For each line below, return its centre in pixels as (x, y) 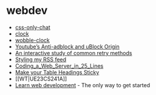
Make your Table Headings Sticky (57, 72)
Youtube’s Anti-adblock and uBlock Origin (67, 47)
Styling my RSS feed (41, 59)
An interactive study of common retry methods (73, 53)
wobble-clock (32, 40)
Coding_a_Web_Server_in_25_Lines (59, 66)
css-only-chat (32, 27)
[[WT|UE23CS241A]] (41, 79)
